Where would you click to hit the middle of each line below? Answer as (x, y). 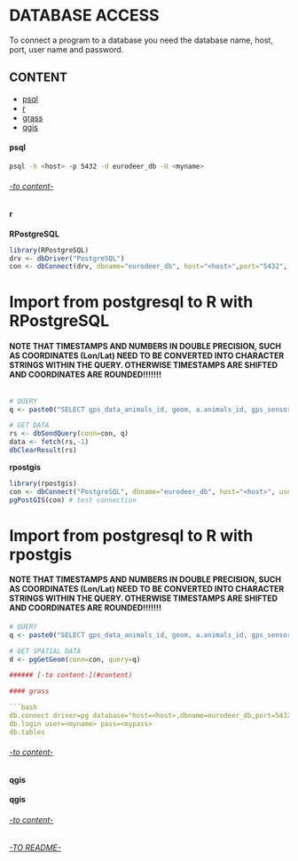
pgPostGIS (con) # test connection (73, 500)
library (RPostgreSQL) (49, 250)
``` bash (24, 707)
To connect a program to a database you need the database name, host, (141, 40)
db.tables (27, 732)
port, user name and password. (67, 49)
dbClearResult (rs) (43, 450)
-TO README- (35, 847)
